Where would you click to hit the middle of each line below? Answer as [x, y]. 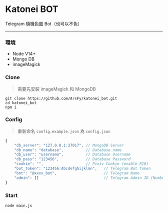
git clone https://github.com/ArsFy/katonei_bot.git [61, 98]
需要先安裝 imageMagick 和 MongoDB [56, 89]
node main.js [19, 205]
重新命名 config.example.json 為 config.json [64, 131]
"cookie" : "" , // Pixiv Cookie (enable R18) [81, 164]
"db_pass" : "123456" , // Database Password [72, 159]
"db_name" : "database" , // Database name [68, 150]
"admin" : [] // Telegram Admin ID [81, 178]
